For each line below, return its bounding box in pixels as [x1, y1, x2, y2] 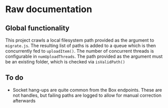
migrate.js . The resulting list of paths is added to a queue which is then [5, 43, 156, 49]
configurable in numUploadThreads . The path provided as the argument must [5, 53, 163, 59]
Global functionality [5, 24, 70, 32]
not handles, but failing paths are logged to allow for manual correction [12, 92, 162, 98]
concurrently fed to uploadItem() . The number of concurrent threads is [5, 48, 154, 54]
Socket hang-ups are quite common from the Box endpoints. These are [12, 87, 162, 93]
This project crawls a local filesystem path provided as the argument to [5, 37, 154, 43]
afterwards [12, 97, 36, 103]
